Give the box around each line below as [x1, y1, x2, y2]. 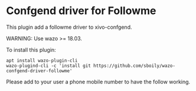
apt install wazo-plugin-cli [6, 58, 78, 63]
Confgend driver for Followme [6, 4, 156, 18]
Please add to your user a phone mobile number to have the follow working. [6, 78, 191, 85]
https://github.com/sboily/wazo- [93, 63, 176, 69]
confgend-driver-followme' [6, 68, 73, 74]
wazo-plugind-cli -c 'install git [6, 63, 92, 69]
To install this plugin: [6, 46, 56, 53]
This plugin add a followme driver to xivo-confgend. [6, 23, 132, 31]
